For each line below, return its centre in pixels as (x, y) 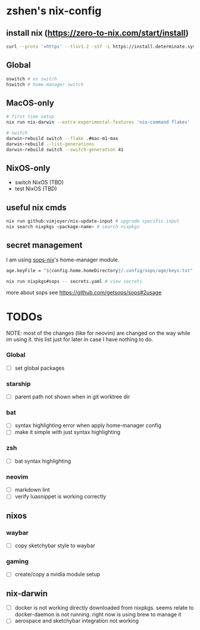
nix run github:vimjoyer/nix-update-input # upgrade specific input (93, 222)
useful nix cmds (36, 208)
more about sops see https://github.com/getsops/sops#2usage (84, 292)
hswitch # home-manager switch (45, 85)
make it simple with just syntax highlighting (68, 432)
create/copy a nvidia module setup (57, 574)
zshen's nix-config (54, 11)
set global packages (40, 368)
